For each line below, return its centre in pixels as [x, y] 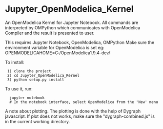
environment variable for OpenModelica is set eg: [55, 47]
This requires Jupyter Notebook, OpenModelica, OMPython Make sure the [80, 42]
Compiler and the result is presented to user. [50, 33]
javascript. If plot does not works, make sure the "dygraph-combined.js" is [80, 116]
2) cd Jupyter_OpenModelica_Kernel [43, 75]
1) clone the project [29, 71]
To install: [15, 62]
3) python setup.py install [36, 80]
